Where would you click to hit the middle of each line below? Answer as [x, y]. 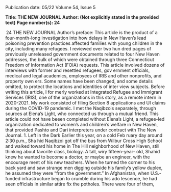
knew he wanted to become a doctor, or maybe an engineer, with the [78, 157]
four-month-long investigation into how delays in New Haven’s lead [76, 38]
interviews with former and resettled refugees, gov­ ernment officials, [78, 70]
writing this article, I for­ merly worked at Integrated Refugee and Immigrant [84, 92]
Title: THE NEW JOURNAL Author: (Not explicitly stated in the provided [82, 17]
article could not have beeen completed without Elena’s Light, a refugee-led [85, 119]
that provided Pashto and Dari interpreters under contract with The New [81, 130]
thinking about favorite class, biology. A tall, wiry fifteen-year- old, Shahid [83, 152]
